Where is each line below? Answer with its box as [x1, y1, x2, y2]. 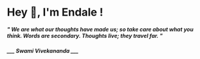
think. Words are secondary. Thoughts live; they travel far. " [7, 32, 163, 39]
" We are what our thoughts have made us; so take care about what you [7, 25, 194, 33]
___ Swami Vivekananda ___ [7, 48, 79, 55]
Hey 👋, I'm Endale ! [7, 5, 104, 19]
